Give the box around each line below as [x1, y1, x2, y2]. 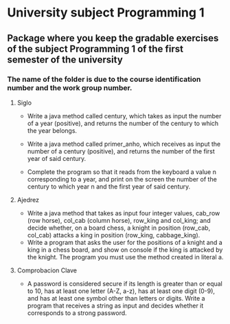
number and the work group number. [7, 83, 133, 92]
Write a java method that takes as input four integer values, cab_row [27, 208, 220, 217]
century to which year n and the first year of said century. [27, 182, 191, 191]
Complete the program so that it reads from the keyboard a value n [27, 167, 216, 176]
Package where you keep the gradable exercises [7, 32, 219, 44]
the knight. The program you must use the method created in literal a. [27, 252, 224, 261]
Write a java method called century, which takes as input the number [27, 111, 222, 120]
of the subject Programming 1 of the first [7, 43, 184, 54]
